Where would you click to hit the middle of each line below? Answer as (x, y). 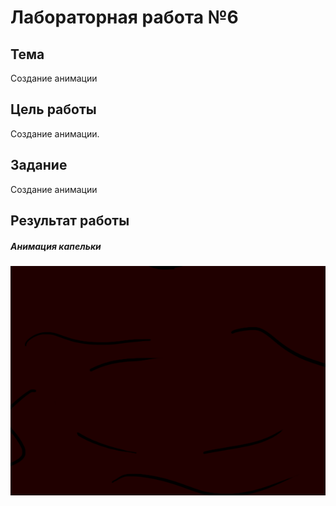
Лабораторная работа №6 (124, 17)
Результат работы (70, 221)
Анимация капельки (56, 246)
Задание (39, 165)
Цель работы (53, 109)
